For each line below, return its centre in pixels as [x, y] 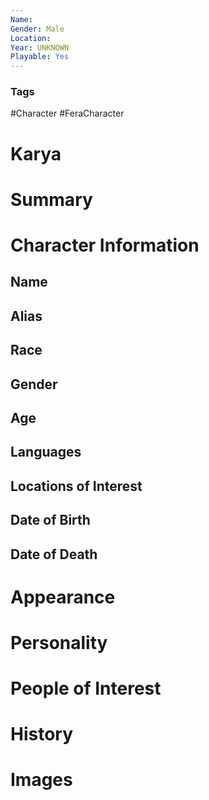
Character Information [105, 245]
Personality [59, 642]
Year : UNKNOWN [40, 47]
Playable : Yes [40, 57]
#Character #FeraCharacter [67, 113]
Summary [51, 199]
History [42, 734]
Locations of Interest [76, 486]
